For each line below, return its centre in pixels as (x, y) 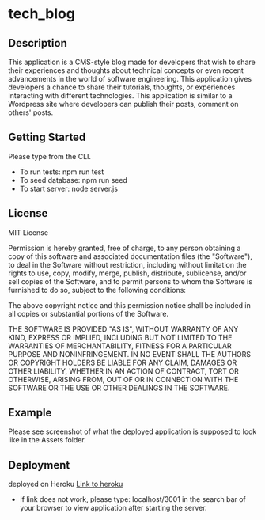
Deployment (39, 465)
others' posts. (31, 112)
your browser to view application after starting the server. (113, 508)
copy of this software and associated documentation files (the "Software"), (131, 256)
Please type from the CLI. (50, 156)
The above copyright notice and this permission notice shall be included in (129, 305)
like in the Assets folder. (47, 440)
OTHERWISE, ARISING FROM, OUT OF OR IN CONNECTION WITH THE (123, 379)
